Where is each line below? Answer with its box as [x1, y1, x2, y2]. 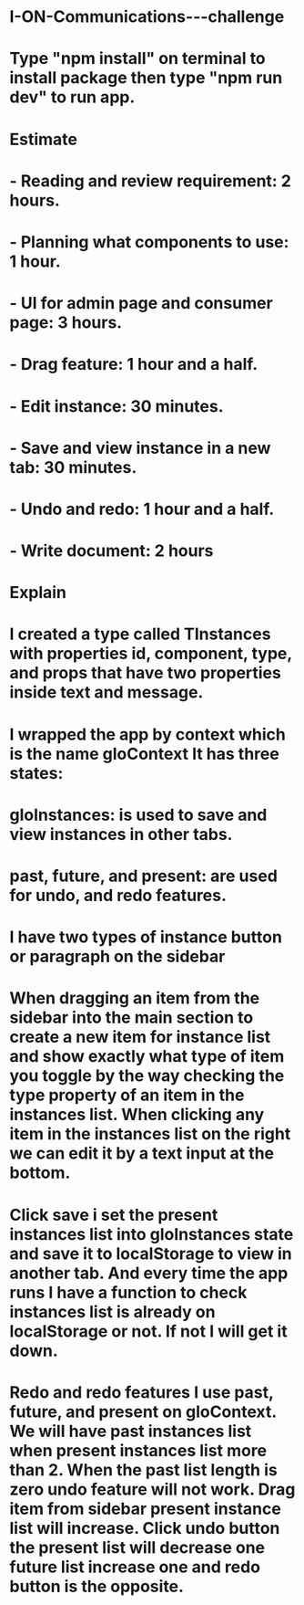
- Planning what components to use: [9, 231, 289, 252]
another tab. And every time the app [9, 1263, 289, 1284]
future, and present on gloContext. [9, 1401, 277, 1421]
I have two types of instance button [9, 927, 282, 948]
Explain [9, 582, 66, 603]
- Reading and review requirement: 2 [9, 171, 291, 191]
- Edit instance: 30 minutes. [9, 395, 225, 416]
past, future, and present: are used [9, 865, 278, 886]
